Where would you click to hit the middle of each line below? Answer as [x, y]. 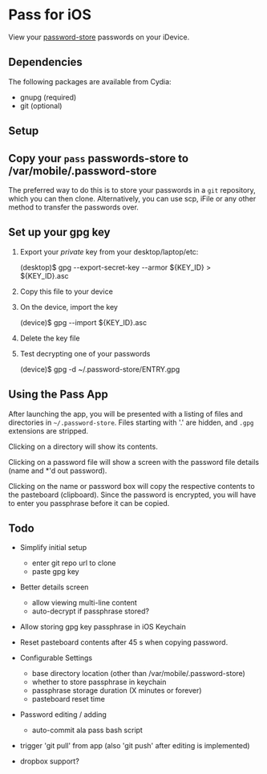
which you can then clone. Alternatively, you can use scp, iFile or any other [132, 198]
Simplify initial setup [53, 548]
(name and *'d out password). [58, 471]
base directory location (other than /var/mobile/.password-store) [139, 674]
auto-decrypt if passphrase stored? [91, 611]
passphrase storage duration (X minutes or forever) [117, 690]
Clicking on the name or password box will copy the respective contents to [131, 486]
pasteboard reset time [69, 699]
